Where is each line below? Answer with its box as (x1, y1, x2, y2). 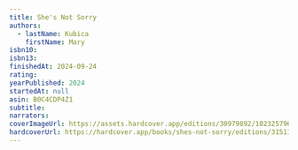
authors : (9, 21, 42, 30)
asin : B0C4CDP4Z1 (9, 94, 74, 104)
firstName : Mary (25, 37, 86, 47)
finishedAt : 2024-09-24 (9, 63, 98, 71)
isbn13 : (9, 54, 38, 63)
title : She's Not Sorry (9, 12, 98, 22)
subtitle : (9, 103, 46, 112)
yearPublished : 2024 (9, 79, 86, 87)
